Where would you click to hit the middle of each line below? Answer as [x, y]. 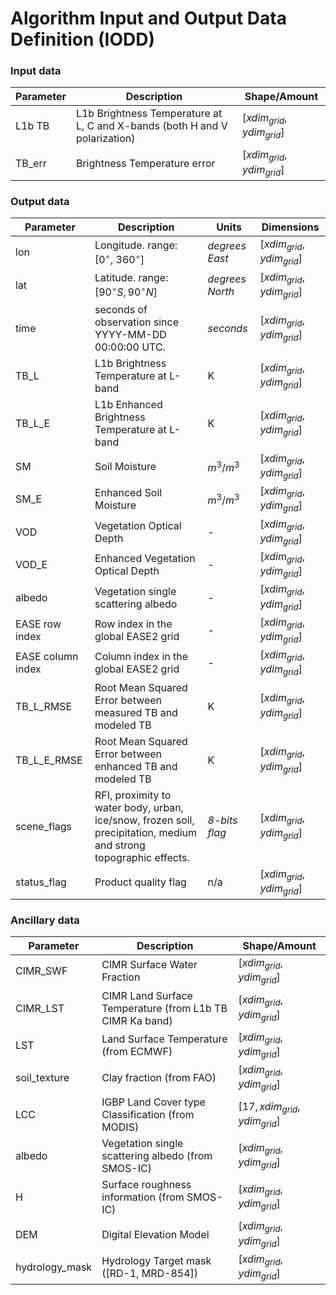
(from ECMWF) [137, 1051]
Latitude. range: [131, 278]
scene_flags [44, 826]
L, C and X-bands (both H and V [151, 126]
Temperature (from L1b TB [164, 1008]
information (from [143, 1197]
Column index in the [141, 657]
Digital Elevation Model [155, 1234]
